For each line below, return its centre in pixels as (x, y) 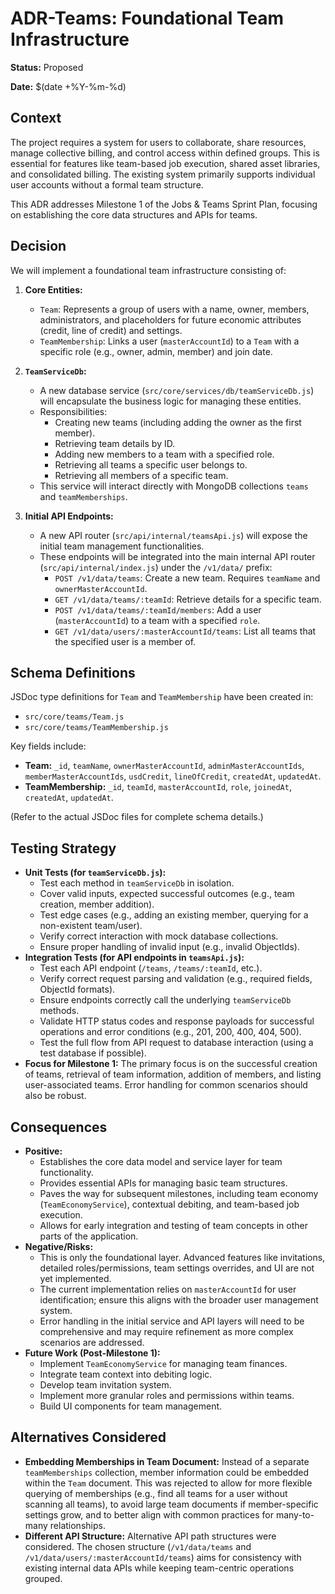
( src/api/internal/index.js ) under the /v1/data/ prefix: (156, 567)
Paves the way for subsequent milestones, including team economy (179, 1193)
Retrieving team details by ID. (115, 443)
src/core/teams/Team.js (74, 717)
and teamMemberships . (83, 496)
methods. (59, 1011)
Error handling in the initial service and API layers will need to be (172, 1321)
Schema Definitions (73, 672)
